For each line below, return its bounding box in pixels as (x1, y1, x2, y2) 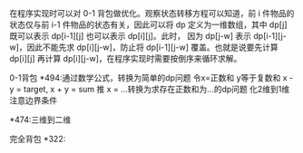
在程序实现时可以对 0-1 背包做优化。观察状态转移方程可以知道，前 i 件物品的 (9, 8, 295, 18)
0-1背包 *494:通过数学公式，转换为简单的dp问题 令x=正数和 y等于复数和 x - (9, 72, 294, 83)
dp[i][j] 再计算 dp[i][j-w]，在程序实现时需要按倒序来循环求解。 (9, 53, 242, 63)
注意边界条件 (9, 95, 57, 106)
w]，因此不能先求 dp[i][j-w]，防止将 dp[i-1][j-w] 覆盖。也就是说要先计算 (9, 42, 279, 53)
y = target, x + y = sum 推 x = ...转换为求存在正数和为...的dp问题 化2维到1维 (9, 84, 290, 94)
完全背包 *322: (9, 134, 66, 144)
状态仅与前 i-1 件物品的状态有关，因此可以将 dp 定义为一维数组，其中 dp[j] (9, 19, 288, 30)
